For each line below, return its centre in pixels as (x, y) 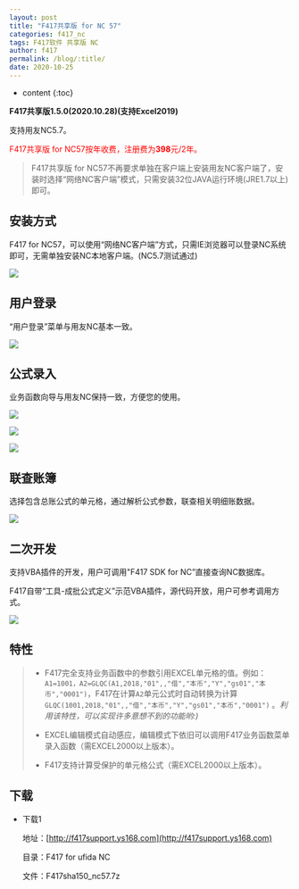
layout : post (33, 17)
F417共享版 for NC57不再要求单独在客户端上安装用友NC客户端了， (153, 168)
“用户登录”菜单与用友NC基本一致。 (74, 326)
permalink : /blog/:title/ (57, 59)
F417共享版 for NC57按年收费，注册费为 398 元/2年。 (106, 149)
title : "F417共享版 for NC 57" (66, 26)
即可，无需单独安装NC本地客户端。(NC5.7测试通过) (104, 255)
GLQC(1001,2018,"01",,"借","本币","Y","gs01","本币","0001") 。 (162, 704)
